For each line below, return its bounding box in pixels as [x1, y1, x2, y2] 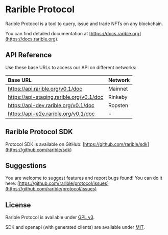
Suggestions [5, 161, 47, 170]
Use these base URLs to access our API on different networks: [5, 64, 137, 70]
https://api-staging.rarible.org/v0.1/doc [8, 93, 104, 100]
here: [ [5, 180, 19, 186]
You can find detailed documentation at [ [5, 30, 91, 36]
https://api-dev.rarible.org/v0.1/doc [8, 101, 94, 109]
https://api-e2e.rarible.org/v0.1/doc [8, 110, 95, 117]
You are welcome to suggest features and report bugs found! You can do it [5, 175, 162, 181]
